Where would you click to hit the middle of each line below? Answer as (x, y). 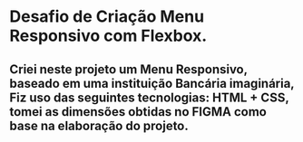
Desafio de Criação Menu (107, 17)
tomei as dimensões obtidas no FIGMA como (138, 112)
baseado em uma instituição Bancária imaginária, (152, 83)
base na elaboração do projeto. (99, 125)
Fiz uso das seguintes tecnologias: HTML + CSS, (149, 97)
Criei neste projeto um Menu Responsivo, (128, 69)
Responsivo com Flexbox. (108, 36)
